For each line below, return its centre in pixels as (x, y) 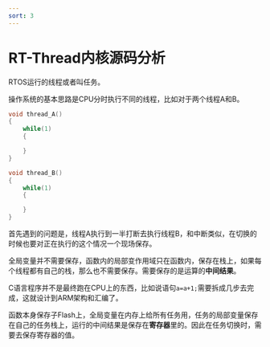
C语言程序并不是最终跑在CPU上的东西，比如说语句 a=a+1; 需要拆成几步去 (128, 288)
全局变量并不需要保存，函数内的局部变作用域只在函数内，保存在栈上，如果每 (135, 261)
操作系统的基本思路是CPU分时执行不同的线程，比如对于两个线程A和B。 (126, 99)
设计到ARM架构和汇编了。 (79, 298)
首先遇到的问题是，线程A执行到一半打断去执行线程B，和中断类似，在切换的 (133, 234)
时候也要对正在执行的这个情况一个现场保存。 (82, 244)
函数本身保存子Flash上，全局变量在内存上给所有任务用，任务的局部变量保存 (133, 315)
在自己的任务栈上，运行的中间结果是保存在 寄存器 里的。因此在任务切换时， (131, 325)
